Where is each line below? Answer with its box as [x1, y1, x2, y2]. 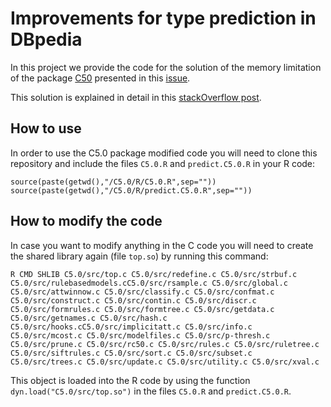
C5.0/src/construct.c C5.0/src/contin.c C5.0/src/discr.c [10, 295, 257, 306]
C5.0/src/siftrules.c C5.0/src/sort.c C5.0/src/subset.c [10, 348, 253, 358]
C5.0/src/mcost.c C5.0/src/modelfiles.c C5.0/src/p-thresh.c [10, 330, 271, 341]
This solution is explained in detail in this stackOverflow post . [10, 91, 262, 103]
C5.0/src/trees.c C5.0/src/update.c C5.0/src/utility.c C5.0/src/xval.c [10, 357, 320, 367]
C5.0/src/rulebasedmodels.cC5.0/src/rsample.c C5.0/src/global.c [10, 278, 288, 288]
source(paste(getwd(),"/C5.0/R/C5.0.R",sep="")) [10, 177, 217, 187]
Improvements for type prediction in [10, 7, 317, 30]
